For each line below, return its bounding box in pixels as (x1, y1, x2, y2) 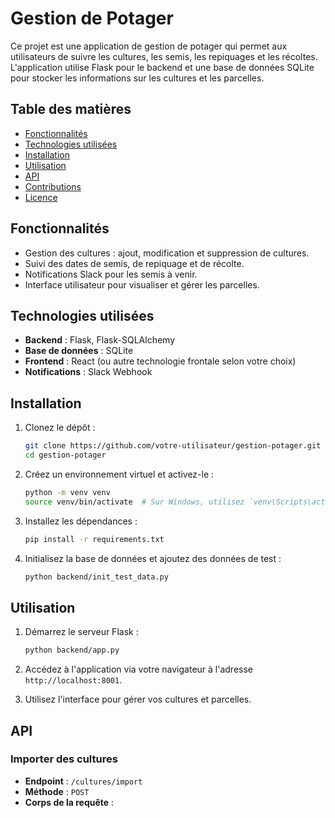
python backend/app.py (24, 645, 120, 656)
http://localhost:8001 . (24, 674, 123, 686)
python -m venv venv (24, 487, 111, 497)
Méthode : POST (24, 785, 90, 797)
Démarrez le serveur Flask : (24, 626, 139, 638)
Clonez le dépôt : (24, 422, 96, 434)
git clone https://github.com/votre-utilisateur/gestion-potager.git (24, 441, 322, 451)
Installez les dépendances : (24, 515, 138, 527)
